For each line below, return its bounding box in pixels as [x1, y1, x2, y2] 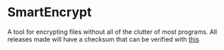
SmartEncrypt [7, 4, 92, 20]
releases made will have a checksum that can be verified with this [7, 35, 200, 43]
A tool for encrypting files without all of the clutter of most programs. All [7, 27, 218, 36]
